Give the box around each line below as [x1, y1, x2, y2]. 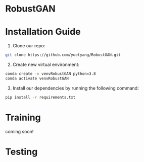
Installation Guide [5, 26, 81, 38]
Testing [5, 146, 38, 157]
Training [5, 112, 41, 123]
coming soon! [5, 128, 34, 134]
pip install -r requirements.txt [5, 95, 76, 100]
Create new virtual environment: [12, 61, 80, 67]
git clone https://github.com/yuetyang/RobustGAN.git [5, 52, 121, 58]
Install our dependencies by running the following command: [12, 85, 139, 91]
